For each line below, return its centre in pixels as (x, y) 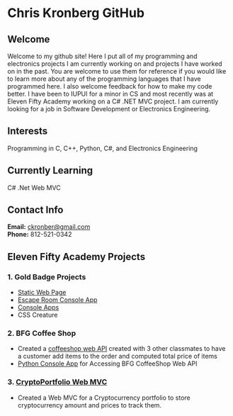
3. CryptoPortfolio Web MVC (57, 382)
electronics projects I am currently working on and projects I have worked (115, 64)
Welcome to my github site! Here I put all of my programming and (102, 56)
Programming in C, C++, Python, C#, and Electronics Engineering (103, 148)
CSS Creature (38, 315)
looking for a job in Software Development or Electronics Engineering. (109, 109)
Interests (28, 131)
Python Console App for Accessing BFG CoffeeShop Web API (107, 364)
